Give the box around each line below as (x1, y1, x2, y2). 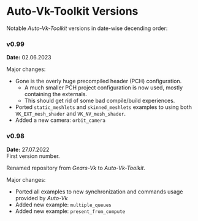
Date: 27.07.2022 (6, 146, 50, 153)
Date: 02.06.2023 (6, 54, 51, 61)
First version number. (6, 152, 60, 160)
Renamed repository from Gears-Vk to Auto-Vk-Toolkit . (6, 164, 146, 171)
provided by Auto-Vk (15, 194, 69, 201)
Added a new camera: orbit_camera (15, 116, 106, 124)
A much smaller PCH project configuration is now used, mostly (24, 84, 183, 91)
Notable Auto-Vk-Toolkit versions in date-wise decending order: (6, 24, 168, 32)
